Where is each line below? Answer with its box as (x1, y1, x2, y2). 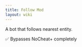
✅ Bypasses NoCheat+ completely (5, 36, 77, 42)
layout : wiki (5, 12, 33, 17)
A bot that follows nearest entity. (5, 26, 73, 32)
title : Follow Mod (5, 7, 44, 13)
